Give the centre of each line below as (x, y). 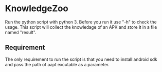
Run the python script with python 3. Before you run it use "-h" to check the (81, 22)
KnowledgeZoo (37, 9)
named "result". (21, 32)
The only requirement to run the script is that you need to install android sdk (81, 59)
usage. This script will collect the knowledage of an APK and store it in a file (81, 27)
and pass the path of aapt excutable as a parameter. (57, 64)
